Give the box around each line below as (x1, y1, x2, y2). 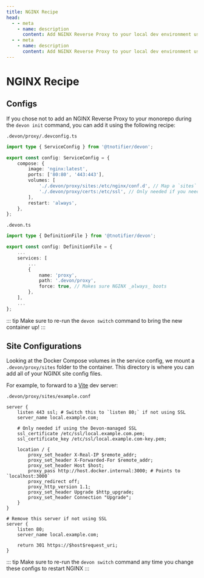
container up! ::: (6, 323, 46, 331)
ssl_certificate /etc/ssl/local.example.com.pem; (17, 431, 146, 437)
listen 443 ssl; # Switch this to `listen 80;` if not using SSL (17, 410, 186, 416)
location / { (17, 447, 50, 453)
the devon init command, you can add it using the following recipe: (6, 121, 176, 128)
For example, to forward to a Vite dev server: (6, 382, 118, 389)
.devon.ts (6, 222, 32, 229)
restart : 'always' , (28, 200, 78, 206)
